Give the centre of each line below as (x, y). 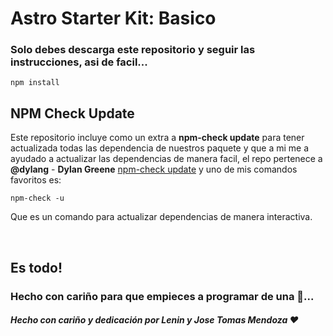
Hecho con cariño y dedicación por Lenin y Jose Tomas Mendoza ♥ (154, 320)
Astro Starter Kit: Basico (113, 18)
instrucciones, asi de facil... (79, 62)
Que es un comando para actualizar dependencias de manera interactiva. (161, 217)
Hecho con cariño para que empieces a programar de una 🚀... (162, 296)
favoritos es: (36, 180)
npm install (35, 83)
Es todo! (36, 267)
